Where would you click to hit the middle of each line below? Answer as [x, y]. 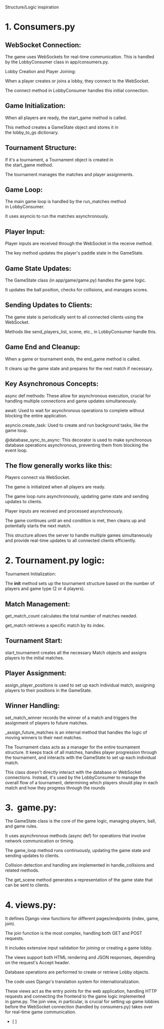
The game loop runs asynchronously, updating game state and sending [77, 496]
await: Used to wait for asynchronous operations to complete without [75, 410]
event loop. [16, 450]
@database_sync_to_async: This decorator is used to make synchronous [78, 440]
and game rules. [21, 826]
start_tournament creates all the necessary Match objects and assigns [76, 652]
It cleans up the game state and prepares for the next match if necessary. [79, 368]
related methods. [22, 871]
